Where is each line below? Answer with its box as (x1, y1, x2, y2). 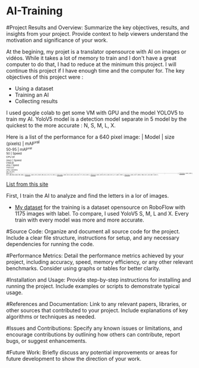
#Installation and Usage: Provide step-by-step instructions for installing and (6, 276, 191, 283)
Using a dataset (14, 85, 53, 92)
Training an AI (14, 91, 49, 98)
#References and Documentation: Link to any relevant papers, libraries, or (6, 301, 187, 308)
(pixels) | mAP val (6, 139, 40, 146)
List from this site (6, 180, 49, 188)
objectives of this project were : (6, 73, 84, 80)
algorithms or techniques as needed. (6, 313, 96, 320)
